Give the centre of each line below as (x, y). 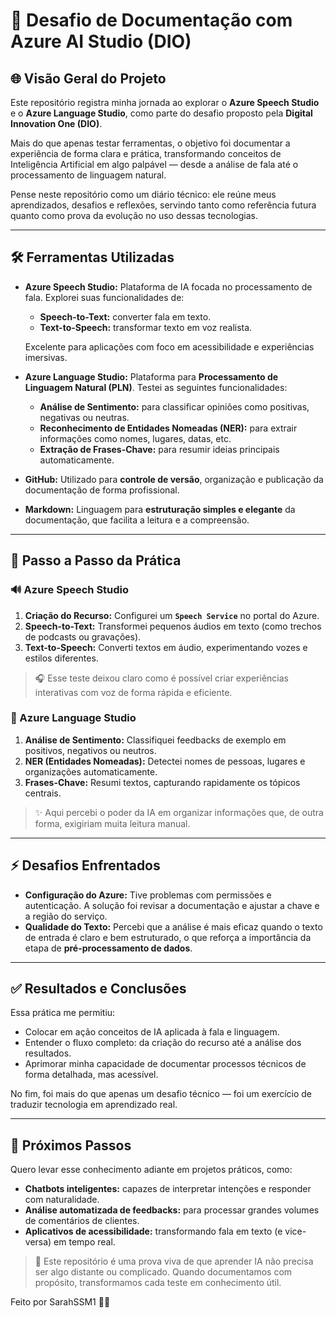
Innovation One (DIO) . (56, 123)
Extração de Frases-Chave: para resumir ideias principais (159, 449)
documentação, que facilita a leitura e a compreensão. (137, 520)
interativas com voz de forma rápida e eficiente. (133, 692)
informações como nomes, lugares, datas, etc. (135, 438)
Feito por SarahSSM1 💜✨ (60, 1302)
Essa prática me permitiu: (63, 1013)
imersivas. (46, 357)
